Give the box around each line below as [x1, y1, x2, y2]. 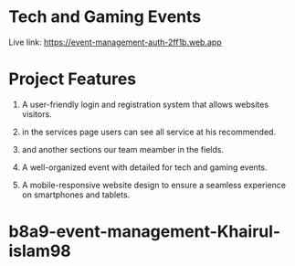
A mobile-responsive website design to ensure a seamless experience [21, 179, 287, 190]
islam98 [8, 240, 72, 261]
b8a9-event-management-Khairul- [8, 221, 281, 242]
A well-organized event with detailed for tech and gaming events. [21, 162, 269, 173]
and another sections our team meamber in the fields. [21, 144, 225, 154]
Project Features [8, 69, 137, 90]
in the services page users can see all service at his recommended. [21, 126, 276, 137]
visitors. [21, 108, 52, 120]
